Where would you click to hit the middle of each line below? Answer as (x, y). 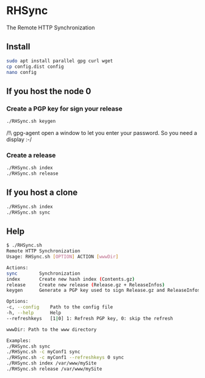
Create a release (31, 155)
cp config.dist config (35, 67)
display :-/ (19, 139)
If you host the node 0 (49, 91)
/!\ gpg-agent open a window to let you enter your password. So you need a (102, 133)
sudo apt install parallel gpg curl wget (60, 61)
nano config (21, 72)
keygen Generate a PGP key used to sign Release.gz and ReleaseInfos (103, 291)
